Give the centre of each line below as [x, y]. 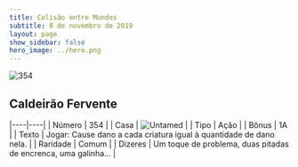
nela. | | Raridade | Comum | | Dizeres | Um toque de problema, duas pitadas [149, 144]
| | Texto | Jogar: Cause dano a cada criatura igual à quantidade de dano [142, 134]
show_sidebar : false [48, 42]
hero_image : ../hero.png [55, 51]
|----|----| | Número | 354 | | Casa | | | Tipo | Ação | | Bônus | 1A [149, 124]
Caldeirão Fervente [64, 103]
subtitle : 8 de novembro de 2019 [71, 26]
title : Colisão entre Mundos [63, 17]
